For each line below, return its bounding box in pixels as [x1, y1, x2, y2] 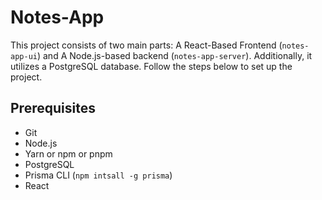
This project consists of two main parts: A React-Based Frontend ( [10, 39, 283, 51]
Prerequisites [10, 100, 96, 117]
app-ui [10, 51, 38, 61]
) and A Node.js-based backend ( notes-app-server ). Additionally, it [36, 49, 313, 61]
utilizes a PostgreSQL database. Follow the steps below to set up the [10, 60, 293, 72]
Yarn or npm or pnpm [24, 147, 113, 160]
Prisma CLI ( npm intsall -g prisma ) [24, 169, 173, 181]
